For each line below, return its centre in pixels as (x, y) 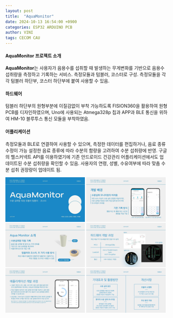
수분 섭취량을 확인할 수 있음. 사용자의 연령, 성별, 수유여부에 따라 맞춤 (92, 163)
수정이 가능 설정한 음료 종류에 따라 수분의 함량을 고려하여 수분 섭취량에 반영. (82, 150)
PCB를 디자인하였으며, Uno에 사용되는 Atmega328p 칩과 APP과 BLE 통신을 (82, 113)
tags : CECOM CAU (23, 38)
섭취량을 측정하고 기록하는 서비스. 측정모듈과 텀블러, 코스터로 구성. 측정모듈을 (83, 74)
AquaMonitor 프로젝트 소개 (33, 55)
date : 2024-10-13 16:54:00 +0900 (41, 22)
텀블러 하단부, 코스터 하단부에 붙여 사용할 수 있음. (60, 81)
